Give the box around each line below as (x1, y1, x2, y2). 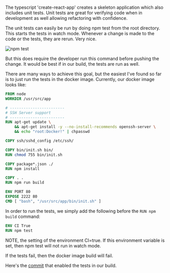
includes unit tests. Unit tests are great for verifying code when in (5, 10, 143, 16)
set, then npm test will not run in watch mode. (5, 242, 101, 249)
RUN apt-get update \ (5, 120, 51, 125)
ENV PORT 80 (5, 189, 31, 195)
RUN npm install (5, 166, 40, 171)
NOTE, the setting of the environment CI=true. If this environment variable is (5, 237, 165, 243)
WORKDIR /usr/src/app (5, 96, 51, 101)
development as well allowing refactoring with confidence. (5, 15, 128, 21)
